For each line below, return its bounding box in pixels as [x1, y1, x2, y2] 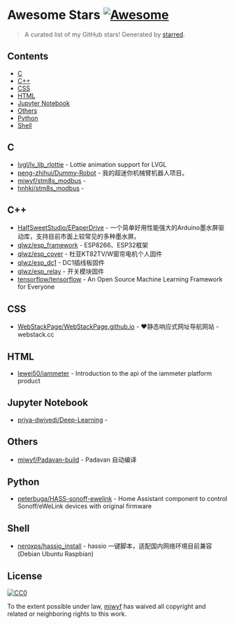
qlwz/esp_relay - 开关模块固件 [17, 267, 105, 276]
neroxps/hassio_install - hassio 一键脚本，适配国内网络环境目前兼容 [17, 542, 212, 550]
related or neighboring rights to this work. [7, 610, 127, 618]
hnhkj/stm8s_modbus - [17, 184, 85, 192]
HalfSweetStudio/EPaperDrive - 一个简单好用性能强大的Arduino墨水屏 [17, 224, 219, 232]
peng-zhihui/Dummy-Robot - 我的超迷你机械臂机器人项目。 [17, 168, 189, 177]
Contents [7, 50, 49, 62]
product [17, 377, 41, 385]
